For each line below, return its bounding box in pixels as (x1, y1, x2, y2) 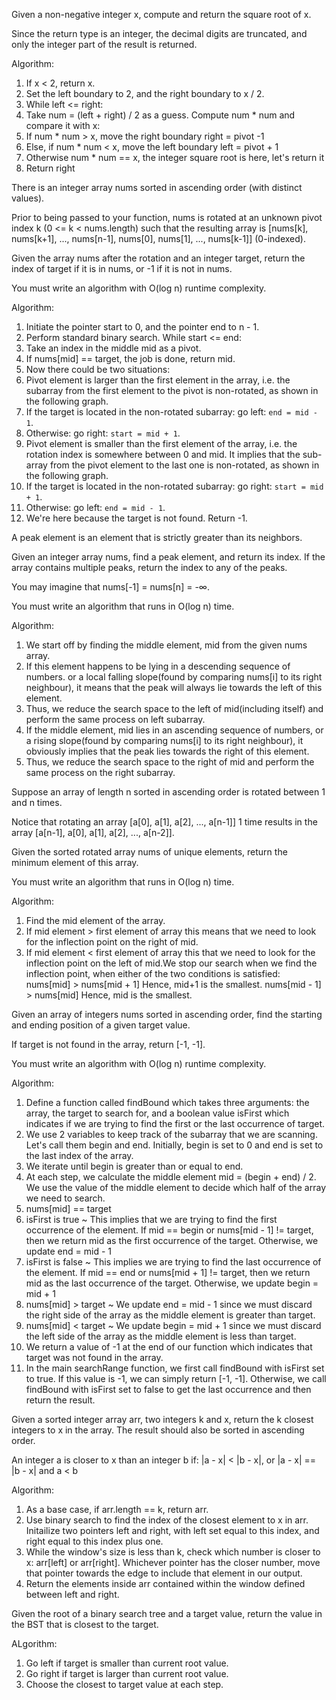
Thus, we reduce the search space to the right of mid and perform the (25, 756, 315, 768)
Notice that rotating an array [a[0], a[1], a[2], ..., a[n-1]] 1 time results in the (11, 816, 318, 828)
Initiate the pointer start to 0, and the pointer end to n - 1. (25, 321, 260, 333)
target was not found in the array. (25, 1352, 164, 1363)
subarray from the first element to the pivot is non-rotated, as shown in (25, 385, 319, 396)
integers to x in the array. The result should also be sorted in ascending (11, 1424, 305, 1436)
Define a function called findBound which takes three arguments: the (25, 1097, 310, 1108)
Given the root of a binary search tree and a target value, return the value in (11, 1608, 323, 1619)
